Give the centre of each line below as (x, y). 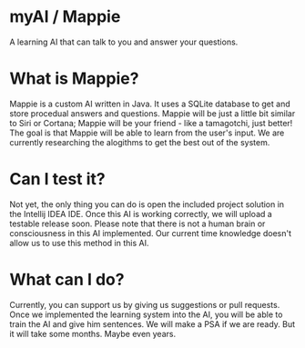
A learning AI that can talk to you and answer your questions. (124, 42)
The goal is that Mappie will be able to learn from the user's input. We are (147, 133)
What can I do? (67, 280)
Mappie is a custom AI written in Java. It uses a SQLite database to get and (150, 104)
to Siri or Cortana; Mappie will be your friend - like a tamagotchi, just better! (151, 123)
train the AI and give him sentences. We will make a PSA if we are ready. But (152, 323)
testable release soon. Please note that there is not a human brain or (137, 224)
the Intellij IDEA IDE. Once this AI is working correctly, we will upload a (141, 214)
